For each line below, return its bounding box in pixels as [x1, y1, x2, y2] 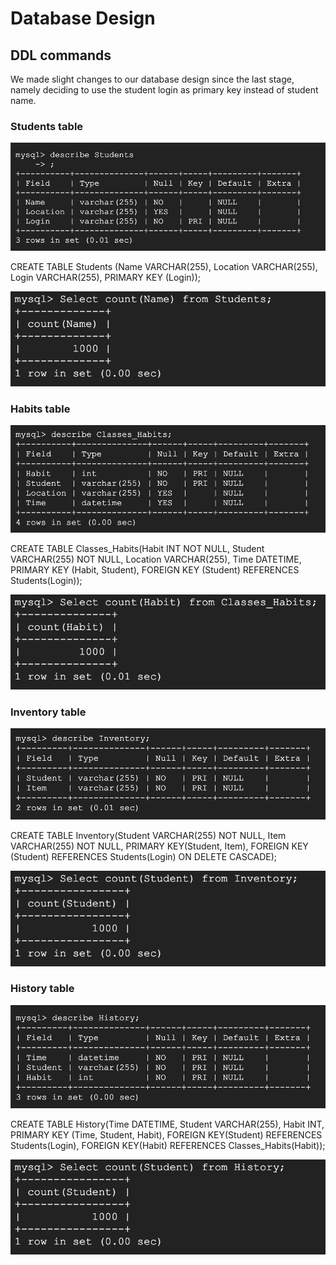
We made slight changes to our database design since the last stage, [10, 73, 295, 85]
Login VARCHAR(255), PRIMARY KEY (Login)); [10, 272, 201, 283]
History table [10, 982, 75, 996]
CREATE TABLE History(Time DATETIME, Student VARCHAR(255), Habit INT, [10, 1118, 325, 1131]
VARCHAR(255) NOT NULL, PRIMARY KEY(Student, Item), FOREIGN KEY [10, 840, 309, 852]
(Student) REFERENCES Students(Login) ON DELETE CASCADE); [10, 851, 278, 863]
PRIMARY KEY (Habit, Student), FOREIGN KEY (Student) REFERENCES [10, 563, 300, 576]
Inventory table [10, 705, 87, 719]
